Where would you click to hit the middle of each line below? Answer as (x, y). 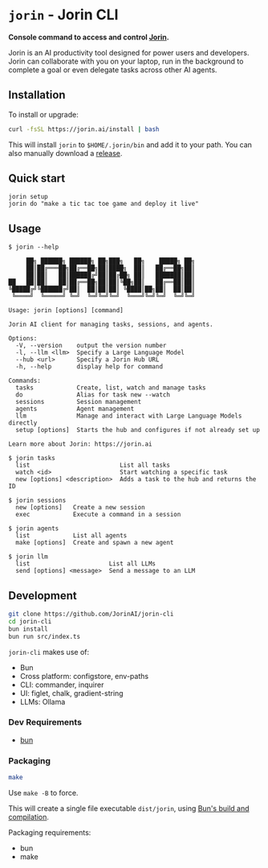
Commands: (25, 381)
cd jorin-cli (30, 621)
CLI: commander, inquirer (62, 685)
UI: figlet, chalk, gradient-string (71, 693)
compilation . (29, 817)
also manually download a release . (65, 153)
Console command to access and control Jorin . (89, 37)
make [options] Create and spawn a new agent (95, 543)
